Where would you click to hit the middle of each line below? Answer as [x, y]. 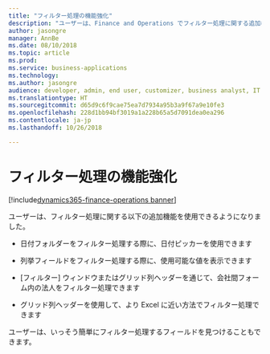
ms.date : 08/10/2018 [43, 46]
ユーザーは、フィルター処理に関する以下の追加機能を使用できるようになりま [135, 216]
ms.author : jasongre [43, 83]
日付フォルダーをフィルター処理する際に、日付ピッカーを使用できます [136, 243]
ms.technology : [34, 75]
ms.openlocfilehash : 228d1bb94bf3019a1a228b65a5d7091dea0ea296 [117, 113]
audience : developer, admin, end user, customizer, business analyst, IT [135, 90]
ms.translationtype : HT [48, 98]
